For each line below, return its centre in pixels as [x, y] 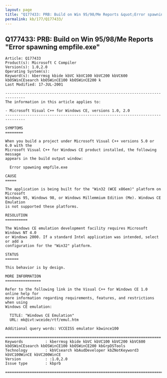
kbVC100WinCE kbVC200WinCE [33, 355]
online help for [22, 294]
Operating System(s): [28, 72]
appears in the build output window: [44, 159]
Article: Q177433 [23, 59]
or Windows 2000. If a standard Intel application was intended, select [82, 237]
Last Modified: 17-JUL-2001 [34, 85]
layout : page [19, 10]
